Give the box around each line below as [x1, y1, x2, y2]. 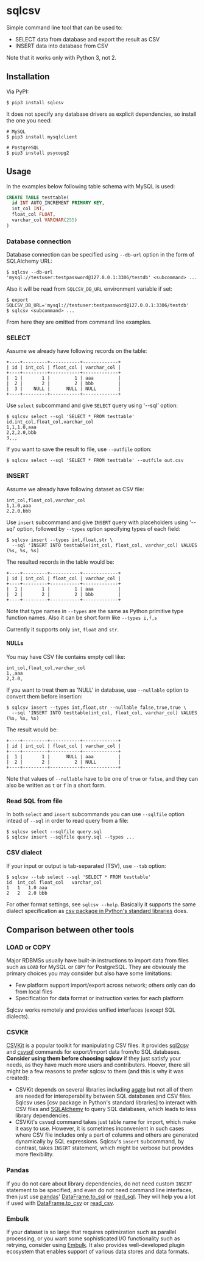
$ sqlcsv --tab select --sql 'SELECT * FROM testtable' [6, 874, 151, 880]
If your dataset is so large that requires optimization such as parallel [6, 1229, 177, 1236]
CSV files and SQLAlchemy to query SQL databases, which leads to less [15, 1106, 197, 1113]
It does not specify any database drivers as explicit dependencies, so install [6, 110, 197, 118]
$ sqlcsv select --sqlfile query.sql [6, 829, 102, 835]
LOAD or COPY [6, 943, 51, 951]
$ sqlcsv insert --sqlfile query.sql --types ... [6, 834, 135, 840]
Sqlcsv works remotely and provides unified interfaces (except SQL [6, 1006, 175, 1014]
